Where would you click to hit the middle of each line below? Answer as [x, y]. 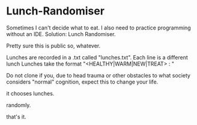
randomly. [19, 105]
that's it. [16, 117]
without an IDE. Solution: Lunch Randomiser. [61, 34]
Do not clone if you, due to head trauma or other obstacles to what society [98, 75]
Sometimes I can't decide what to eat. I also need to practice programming [98, 28]
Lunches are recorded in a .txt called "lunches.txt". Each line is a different [97, 57]
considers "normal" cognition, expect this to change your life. [82, 82]
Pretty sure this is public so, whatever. [53, 46]
